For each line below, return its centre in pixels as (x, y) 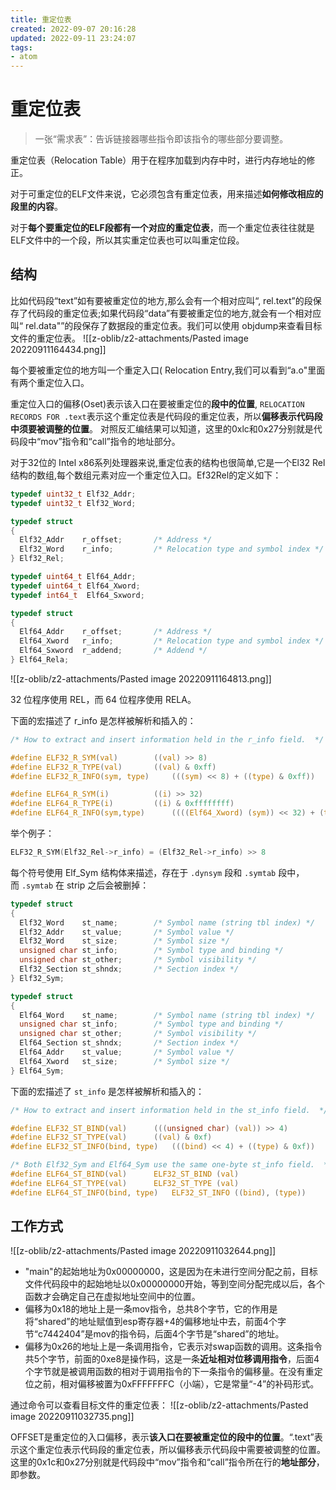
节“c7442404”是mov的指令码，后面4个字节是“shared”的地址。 (154, 1334)
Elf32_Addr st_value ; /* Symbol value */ (127, 932)
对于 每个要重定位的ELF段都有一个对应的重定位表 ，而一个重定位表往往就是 (162, 228)
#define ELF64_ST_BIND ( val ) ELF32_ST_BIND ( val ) (125, 1174)
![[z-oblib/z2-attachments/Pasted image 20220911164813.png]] (141, 678)
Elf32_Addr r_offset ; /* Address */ (116, 540)
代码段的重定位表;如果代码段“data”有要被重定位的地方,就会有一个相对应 (174, 313)
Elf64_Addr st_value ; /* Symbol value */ (127, 1052)
